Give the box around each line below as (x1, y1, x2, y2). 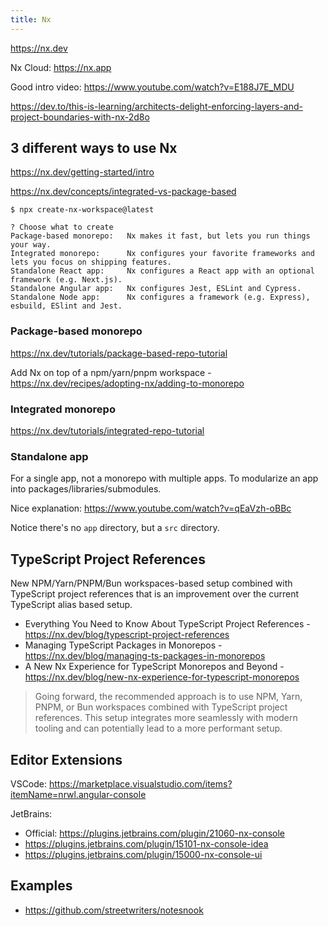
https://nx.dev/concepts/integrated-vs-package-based (10, 186, 237, 198)
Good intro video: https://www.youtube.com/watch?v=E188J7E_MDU (10, 81, 295, 93)
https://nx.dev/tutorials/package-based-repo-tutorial (10, 347, 228, 359)
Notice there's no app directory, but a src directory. (10, 522, 220, 534)
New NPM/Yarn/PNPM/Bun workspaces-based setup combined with (10, 577, 293, 590)
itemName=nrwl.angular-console (10, 788, 147, 800)
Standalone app (10, 449, 89, 463)
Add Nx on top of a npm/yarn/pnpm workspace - (10, 366, 212, 378)
